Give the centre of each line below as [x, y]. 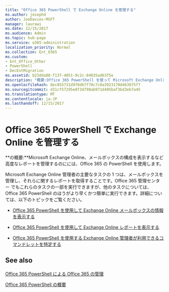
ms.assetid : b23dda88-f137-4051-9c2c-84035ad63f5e [59, 76]
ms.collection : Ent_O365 [31, 52]
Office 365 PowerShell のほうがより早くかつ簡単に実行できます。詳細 [77, 193]
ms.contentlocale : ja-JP [31, 99]
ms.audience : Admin [26, 33]
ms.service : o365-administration [40, 43]
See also [19, 261]
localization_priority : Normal [38, 47]
